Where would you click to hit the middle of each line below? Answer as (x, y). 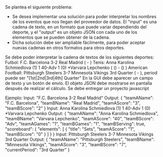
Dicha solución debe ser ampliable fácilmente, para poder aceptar (79, 43)
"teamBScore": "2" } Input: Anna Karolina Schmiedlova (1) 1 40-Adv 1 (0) (78, 108)
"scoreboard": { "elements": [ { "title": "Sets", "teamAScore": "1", (70, 129)
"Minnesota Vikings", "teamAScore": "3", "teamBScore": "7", (66, 145)
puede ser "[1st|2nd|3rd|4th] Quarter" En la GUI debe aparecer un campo (79, 78)
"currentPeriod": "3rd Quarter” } (37, 150)
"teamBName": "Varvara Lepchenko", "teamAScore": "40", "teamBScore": (80, 119)
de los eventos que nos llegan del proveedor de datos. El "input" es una (84, 22)
